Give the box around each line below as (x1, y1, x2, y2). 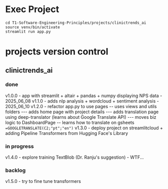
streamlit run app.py (5, 29, 51, 34)
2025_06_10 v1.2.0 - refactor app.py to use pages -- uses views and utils (5, 103, 157, 109)
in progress (5, 143, 34, 150)
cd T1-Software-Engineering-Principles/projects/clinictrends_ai (5, 20, 146, 25)
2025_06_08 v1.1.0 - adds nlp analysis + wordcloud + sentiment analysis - (5, 98, 159, 104)
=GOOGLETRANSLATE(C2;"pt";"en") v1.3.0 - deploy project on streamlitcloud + (5, 125, 163, 131)
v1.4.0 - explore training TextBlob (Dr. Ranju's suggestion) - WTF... (5, 154, 144, 160)
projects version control (5, 46, 109, 58)
